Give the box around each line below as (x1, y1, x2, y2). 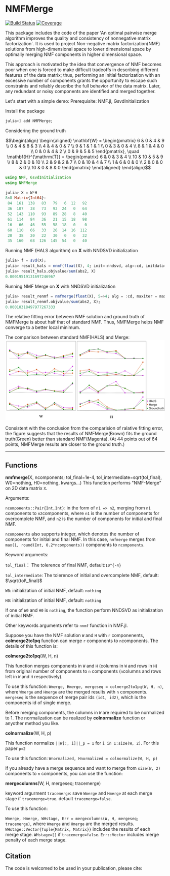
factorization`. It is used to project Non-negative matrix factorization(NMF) (5, 40, 160, 46)
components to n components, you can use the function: (5, 771, 123, 777)
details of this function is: (5, 643, 58, 649)
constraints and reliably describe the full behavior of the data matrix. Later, (5, 82, 161, 89)
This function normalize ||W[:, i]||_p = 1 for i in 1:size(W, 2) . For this (5, 740, 159, 746)
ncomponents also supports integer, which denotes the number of (5, 531, 140, 537)
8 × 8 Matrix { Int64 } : (5, 195, 47, 201)
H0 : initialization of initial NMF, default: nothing (5, 597, 101, 603)
